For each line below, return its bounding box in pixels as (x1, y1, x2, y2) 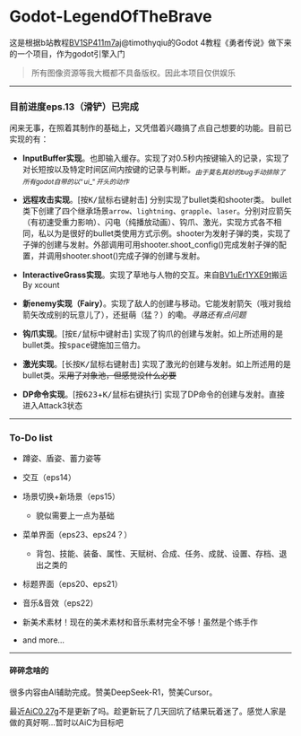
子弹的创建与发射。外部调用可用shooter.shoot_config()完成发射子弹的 (21, 240, 279, 250)
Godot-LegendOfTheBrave (9, 6, 212, 27)
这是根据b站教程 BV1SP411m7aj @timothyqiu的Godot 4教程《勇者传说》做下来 (9, 37, 292, 48)
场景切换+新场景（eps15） (21, 491, 121, 502)
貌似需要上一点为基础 (35, 510, 115, 521)
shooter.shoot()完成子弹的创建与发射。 (61, 250, 205, 261)
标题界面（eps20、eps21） (21, 579, 123, 590)
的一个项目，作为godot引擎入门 (9, 48, 125, 59)
